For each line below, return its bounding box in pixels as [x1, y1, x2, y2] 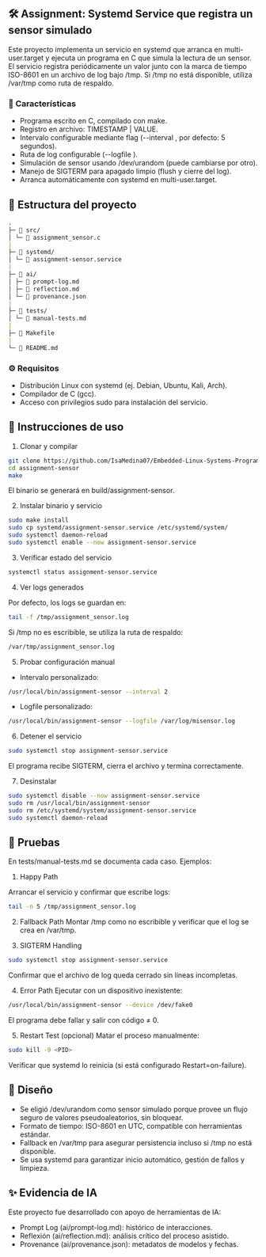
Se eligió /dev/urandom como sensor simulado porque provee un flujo [19, 1104, 248, 1114]
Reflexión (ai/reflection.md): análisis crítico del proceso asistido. [19, 1231, 230, 1240]
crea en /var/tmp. [19, 925, 77, 935]
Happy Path [19, 872, 59, 882]
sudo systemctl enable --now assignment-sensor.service [8, 538, 196, 547]
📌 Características [8, 98, 77, 109]
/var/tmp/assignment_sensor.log [8, 643, 115, 651]
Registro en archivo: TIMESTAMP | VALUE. [19, 124, 158, 134]
